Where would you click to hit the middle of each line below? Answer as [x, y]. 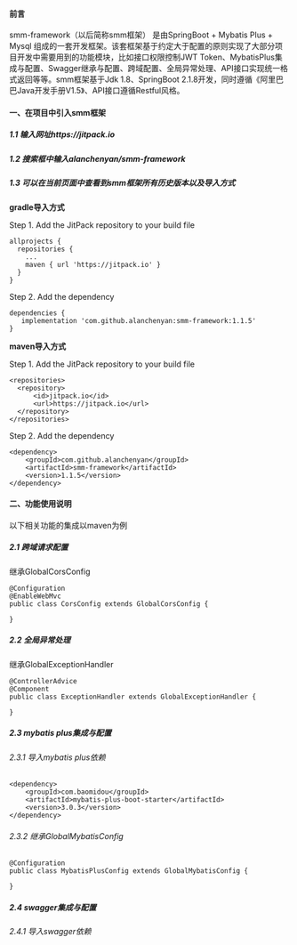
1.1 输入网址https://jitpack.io [62, 134]
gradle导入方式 [37, 207]
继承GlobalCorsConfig [50, 571]
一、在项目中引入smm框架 [58, 112]
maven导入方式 [38, 346]
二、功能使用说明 [40, 504]
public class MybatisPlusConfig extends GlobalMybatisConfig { [129, 871]
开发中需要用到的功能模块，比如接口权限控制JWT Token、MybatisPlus [146, 57]
